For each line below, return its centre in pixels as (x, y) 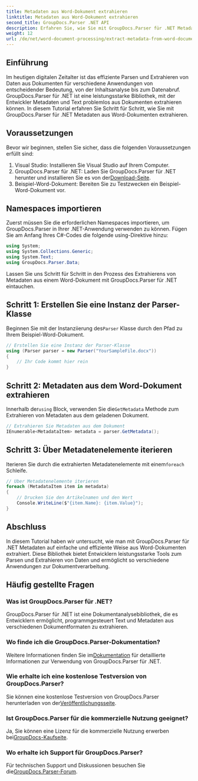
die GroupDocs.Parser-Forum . (42, 772)
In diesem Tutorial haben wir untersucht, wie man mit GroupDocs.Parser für (98, 541)
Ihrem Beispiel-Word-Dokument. (45, 334)
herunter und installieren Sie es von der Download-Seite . (83, 177)
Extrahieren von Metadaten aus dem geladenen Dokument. (77, 415)
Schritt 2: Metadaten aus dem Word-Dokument (94, 386)
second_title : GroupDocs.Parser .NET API (58, 22)
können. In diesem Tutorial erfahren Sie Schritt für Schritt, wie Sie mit (90, 108)
